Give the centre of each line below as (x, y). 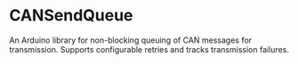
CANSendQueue (71, 16)
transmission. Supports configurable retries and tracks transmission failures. (149, 49)
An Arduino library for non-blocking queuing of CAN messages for (130, 40)
